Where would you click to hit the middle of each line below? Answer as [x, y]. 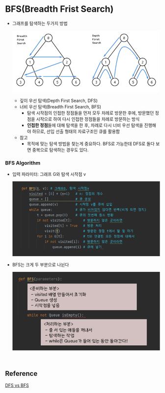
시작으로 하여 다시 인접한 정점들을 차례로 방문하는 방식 [88, 119]
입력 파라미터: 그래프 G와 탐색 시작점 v [49, 174]
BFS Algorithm [23, 163]
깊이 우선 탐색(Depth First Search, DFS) [59, 100]
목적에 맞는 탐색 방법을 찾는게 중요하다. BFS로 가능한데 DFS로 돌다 [91, 143]
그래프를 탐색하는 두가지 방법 [40, 23]
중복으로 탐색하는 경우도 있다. [60, 150]
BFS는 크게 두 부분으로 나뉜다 [41, 265]
